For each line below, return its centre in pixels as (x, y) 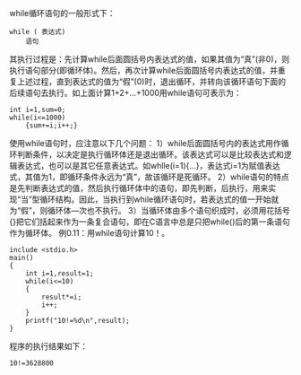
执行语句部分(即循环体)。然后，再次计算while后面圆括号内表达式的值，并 (143, 70)
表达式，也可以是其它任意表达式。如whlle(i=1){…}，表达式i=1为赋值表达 (148, 166)
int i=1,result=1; (60, 274)
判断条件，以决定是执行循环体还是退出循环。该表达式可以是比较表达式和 (150, 154)
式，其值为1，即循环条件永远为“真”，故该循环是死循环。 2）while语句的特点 (149, 177)
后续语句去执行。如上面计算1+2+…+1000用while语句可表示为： (125, 93)
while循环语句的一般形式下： (62, 13)
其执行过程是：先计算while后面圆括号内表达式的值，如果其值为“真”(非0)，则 (150, 59)
